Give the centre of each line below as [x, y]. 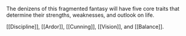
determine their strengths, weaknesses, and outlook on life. [80, 15]
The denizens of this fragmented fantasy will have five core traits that [93, 9]
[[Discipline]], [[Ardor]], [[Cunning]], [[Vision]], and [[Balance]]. [85, 27]
